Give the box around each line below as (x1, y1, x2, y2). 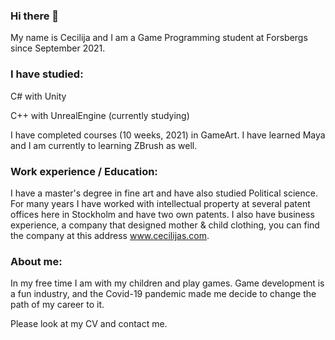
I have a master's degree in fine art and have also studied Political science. (10, 187, 318, 199)
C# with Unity (10, 90, 67, 102)
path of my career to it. (10, 299, 105, 311)
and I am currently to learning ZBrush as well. (10, 139, 198, 151)
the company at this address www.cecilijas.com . (10, 229, 210, 241)
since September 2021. (10, 42, 106, 54)
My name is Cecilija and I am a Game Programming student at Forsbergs (10, 32, 308, 44)
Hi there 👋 (10, 9, 60, 23)
